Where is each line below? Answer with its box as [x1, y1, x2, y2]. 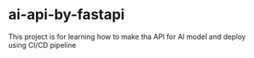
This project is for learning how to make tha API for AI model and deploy [8, 32, 246, 41]
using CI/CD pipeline [8, 40, 77, 49]
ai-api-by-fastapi [8, 6, 125, 24]
